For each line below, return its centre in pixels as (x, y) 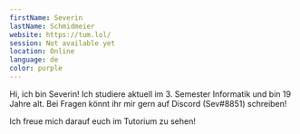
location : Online (42, 52)
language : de (34, 60)
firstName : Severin (46, 18)
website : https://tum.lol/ (60, 34)
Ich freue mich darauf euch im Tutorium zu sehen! (103, 121)
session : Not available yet (63, 43)
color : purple (36, 69)
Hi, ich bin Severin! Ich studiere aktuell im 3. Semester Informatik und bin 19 (150, 94)
